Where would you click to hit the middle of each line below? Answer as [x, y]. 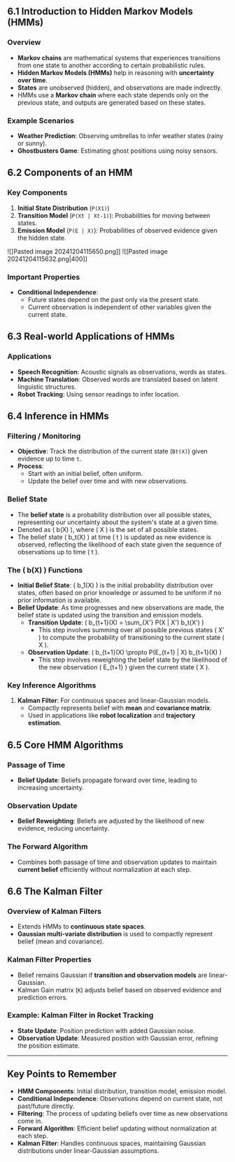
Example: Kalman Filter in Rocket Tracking [80, 1016]
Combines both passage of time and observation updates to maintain [117, 862]
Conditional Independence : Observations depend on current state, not [120, 1098]
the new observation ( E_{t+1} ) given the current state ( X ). [124, 667]
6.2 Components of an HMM [70, 173]
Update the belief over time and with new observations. [108, 481]
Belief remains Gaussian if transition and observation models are [112, 975]
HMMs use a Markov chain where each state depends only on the [113, 95]
